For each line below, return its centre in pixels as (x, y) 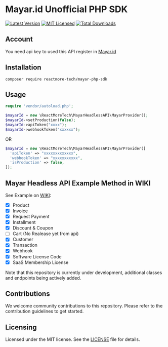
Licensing (21, 327)
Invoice (20, 211)
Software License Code (37, 256)
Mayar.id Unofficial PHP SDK (67, 9)
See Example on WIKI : (28, 195)
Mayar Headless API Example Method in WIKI (78, 183)
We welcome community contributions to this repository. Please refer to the (84, 306)
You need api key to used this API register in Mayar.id (61, 51)
